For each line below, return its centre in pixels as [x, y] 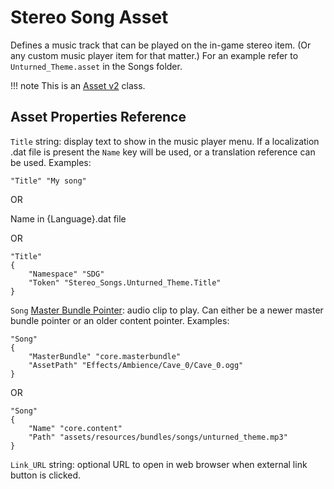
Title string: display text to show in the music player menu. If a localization [165, 141]
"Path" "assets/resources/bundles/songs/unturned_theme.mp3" [158, 437]
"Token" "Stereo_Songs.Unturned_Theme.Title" [125, 282]
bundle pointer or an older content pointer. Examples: [120, 320]
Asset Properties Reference [98, 117]
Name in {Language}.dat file [68, 218]
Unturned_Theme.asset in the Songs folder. [96, 66]
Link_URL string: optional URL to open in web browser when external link [159, 464]
